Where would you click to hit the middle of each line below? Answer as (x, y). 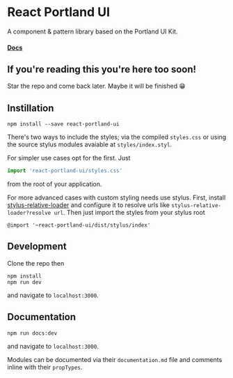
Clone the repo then (36, 263)
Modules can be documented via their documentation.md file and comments (115, 359)
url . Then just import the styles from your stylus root (129, 213)
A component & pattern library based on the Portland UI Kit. (93, 31)
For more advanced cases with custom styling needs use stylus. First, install (116, 198)
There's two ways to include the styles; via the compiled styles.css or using (117, 137)
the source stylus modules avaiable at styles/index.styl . (90, 144)
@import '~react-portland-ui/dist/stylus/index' (79, 225)
